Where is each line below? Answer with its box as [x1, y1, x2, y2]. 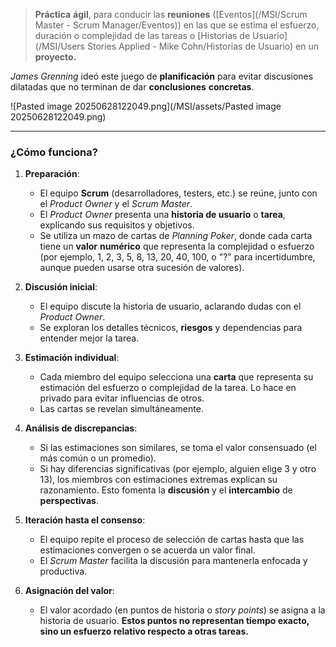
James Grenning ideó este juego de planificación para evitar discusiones [10, 70, 314, 82]
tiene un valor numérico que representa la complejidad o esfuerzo [39, 240, 315, 253]
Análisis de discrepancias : [24, 422, 138, 434]
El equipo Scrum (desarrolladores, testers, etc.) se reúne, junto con [39, 187, 318, 199]
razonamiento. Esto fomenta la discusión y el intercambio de [39, 484, 293, 496]
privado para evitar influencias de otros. [39, 392, 205, 404]
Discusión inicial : [24, 281, 98, 293]
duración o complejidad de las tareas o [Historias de [34, 30, 251, 41]
